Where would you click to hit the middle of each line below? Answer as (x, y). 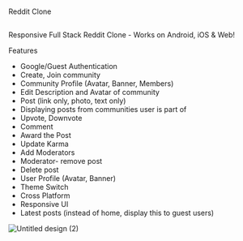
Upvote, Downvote (51, 118)
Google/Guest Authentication (68, 66)
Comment (36, 127)
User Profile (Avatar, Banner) (68, 178)
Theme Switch (44, 187)
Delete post (39, 170)
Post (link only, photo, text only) (73, 101)
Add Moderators (47, 152)
